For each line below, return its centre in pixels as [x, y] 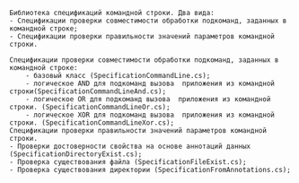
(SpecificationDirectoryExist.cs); [76, 154]
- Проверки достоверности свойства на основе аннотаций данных [130, 146]
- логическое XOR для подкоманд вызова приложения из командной [150, 115]
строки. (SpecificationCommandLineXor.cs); [92, 123]
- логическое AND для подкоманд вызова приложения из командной [150, 83]
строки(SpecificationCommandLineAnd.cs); [88, 91]
